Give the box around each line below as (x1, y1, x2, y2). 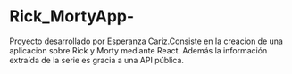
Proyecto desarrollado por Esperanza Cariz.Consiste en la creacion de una (9, 36, 284, 46)
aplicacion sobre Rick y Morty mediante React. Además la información (9, 45, 268, 55)
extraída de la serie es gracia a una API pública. (9, 54, 185, 65)
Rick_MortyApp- (9, 6, 135, 27)
